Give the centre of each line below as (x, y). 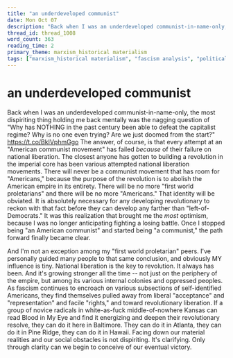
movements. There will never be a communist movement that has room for (113, 171)
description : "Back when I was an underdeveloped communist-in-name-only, (118, 26)
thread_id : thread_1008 (42, 33)
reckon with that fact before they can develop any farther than (96, 208)
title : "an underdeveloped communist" (63, 14)
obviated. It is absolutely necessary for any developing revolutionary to (109, 201)
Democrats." (25, 215)
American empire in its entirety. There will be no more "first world (101, 186)
